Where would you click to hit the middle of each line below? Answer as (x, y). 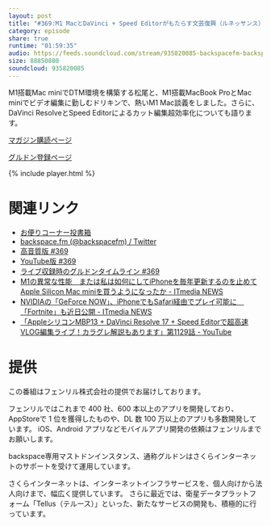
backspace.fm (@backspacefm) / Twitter (88, 241)
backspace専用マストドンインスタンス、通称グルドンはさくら (111, 456)
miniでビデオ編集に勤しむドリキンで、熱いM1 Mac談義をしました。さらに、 (134, 103)
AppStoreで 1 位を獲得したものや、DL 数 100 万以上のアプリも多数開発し (129, 419)
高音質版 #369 (44, 250)
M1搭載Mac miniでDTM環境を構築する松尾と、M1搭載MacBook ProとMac (130, 92)
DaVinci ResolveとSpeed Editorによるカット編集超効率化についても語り (127, 112)
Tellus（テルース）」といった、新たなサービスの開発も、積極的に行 (146, 503)
